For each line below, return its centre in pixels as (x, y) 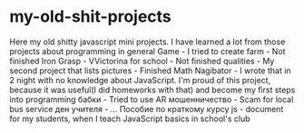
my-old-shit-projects (91, 17)
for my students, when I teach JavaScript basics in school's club (130, 119)
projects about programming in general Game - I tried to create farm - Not (147, 51)
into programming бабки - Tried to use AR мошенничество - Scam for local (152, 99)
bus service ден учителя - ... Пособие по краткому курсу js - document (147, 109)
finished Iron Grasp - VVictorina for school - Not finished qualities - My (142, 61)
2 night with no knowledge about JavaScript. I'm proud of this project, (140, 80)
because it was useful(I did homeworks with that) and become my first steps (152, 90)
